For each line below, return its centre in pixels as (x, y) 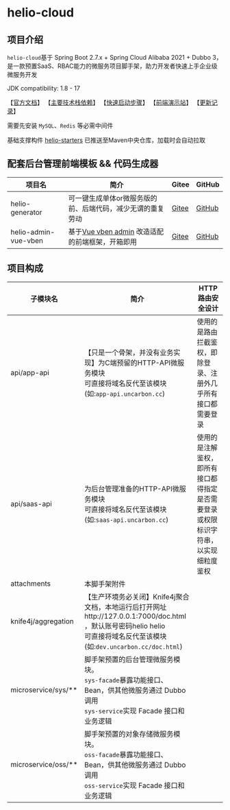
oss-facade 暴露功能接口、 (126, 754)
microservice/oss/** (44, 764)
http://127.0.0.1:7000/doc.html (136, 616)
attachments (31, 583)
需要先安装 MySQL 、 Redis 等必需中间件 (60, 126)
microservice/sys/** (44, 689)
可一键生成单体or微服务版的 (113, 198)
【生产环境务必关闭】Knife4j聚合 (137, 597)
